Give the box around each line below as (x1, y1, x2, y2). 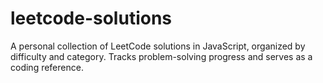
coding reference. (10, 61, 84, 73)
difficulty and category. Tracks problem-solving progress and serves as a (10, 50, 313, 62)
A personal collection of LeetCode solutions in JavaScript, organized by (10, 40, 306, 52)
